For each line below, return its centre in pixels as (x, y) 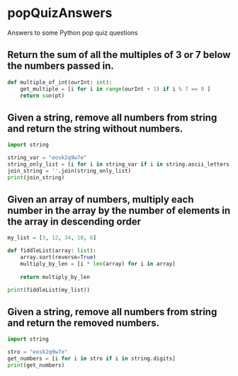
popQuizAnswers (60, 13)
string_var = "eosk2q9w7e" (47, 158)
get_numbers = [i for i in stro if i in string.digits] (91, 359)
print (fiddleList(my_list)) (49, 290)
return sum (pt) (42, 96)
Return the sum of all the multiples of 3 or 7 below (119, 55)
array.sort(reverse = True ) (58, 257)
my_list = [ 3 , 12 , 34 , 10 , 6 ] (52, 238)
